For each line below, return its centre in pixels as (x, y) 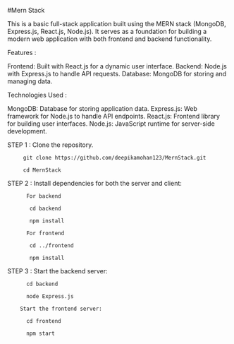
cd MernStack (42, 170)
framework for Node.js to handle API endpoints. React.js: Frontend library (114, 116)
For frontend (45, 233)
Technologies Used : (37, 95)
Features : (22, 53)
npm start (40, 333)
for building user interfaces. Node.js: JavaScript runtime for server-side (111, 124)
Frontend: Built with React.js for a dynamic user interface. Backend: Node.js (117, 66)
